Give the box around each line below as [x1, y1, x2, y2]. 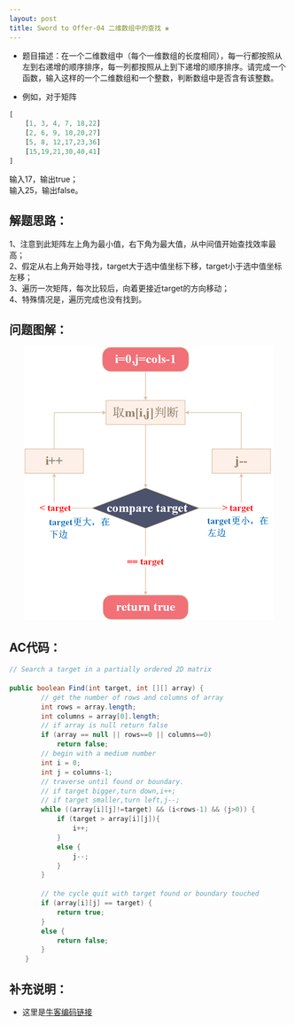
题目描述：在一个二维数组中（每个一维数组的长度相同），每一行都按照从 [21, 50, 283, 61]
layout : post [9, 14, 58, 23]
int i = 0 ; [41, 758, 82, 767]
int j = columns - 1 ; [41, 767, 113, 777]
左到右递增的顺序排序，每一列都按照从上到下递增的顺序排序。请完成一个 [21, 61, 286, 72]
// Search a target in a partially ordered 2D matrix [9, 665, 213, 674]
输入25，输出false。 [9, 184, 83, 195]
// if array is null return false [41, 721, 168, 730]
